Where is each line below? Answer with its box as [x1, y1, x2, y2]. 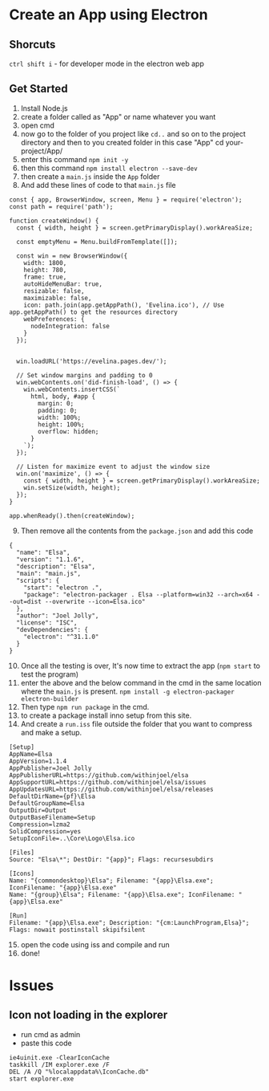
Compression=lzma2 [9, 820, 70, 828]
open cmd [20, 120, 54, 130]
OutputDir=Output [9, 806, 67, 814]
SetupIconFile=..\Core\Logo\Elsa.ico [9, 834, 135, 842]
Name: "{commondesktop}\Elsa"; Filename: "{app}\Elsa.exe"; [9, 877, 215, 885]
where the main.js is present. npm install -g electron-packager [20, 686, 235, 696]
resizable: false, [23, 287, 85, 295]
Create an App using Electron [9, 6, 208, 24]
